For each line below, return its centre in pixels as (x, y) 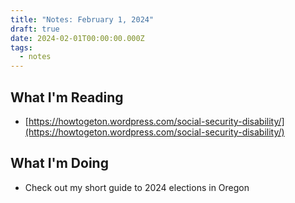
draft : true (35, 29)
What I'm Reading (67, 97)
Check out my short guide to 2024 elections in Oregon (137, 187)
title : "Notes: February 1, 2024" (82, 19)
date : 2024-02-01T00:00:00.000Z (77, 38)
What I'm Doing (59, 163)
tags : (21, 47)
